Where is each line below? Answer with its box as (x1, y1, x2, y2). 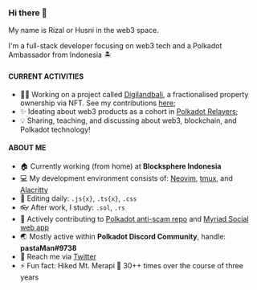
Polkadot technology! (19, 125, 91, 134)
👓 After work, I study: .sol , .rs (19, 202, 126, 212)
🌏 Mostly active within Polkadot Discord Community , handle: (19, 231, 226, 241)
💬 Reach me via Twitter (19, 251, 96, 261)
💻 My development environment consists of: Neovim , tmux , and (19, 173, 233, 183)
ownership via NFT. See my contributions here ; (19, 98, 176, 108)
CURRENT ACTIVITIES (8, 71, 84, 81)
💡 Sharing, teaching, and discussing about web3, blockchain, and (19, 116, 237, 125)
